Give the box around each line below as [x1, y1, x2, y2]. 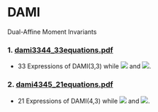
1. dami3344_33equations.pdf [7, 45, 113, 55]
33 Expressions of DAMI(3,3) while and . [17, 62, 152, 70]
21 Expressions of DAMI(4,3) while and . [17, 97, 150, 105]
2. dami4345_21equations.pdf [7, 80, 113, 89]
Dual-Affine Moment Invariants [7, 27, 97, 36]
